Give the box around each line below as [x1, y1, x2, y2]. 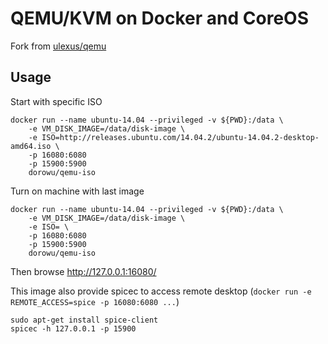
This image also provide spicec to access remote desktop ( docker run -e [10, 285, 312, 297]
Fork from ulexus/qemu [10, 40, 107, 52]
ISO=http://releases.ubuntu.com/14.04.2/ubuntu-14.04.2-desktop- [41, 132, 320, 142]
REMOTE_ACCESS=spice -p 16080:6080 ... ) [10, 295, 180, 307]
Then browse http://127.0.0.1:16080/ [10, 265, 157, 277]
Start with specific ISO [10, 95, 103, 107]
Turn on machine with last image [10, 185, 145, 197]
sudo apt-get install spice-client [10, 315, 159, 325]
